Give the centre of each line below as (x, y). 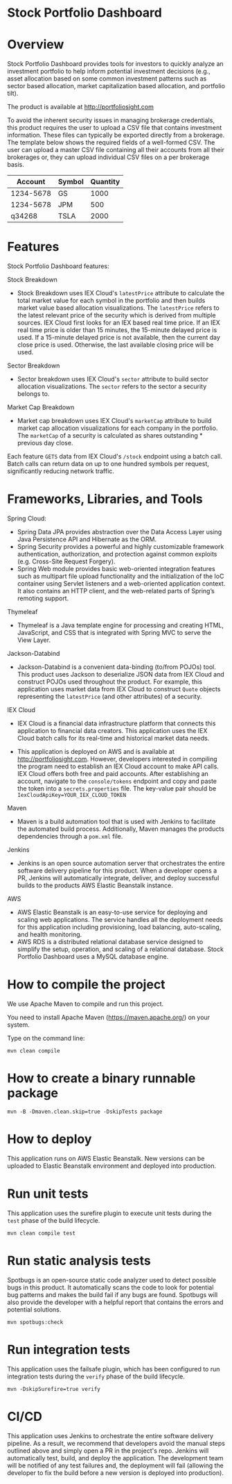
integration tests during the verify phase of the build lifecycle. (96, 1376)
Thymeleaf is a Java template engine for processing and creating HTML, (120, 625)
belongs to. (33, 394)
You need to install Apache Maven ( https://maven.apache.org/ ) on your (108, 1017)
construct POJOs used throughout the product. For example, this (110, 682)
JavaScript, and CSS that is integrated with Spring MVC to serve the (114, 633)
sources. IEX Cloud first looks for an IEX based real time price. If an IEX (118, 323)
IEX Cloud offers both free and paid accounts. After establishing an (113, 774)
